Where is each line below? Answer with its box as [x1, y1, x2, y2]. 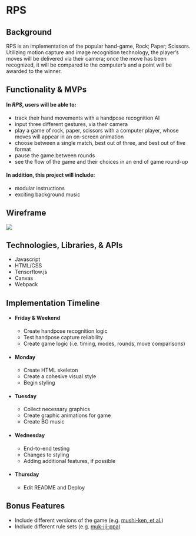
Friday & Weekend [14, 315, 61, 322]
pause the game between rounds [14, 151, 95, 159]
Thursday [14, 471, 39, 478]
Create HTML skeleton [23, 366, 78, 374]
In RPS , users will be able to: [6, 101, 77, 108]
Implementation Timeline [6, 298, 100, 308]
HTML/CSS [14, 262, 42, 269]
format [14, 145, 31, 153]
